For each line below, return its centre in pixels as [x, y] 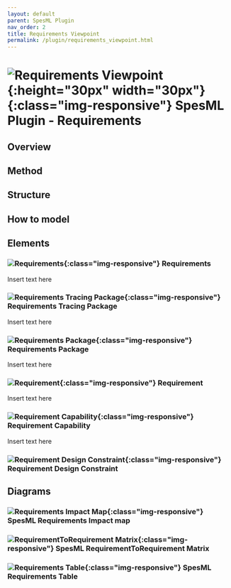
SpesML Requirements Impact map [69, 521]
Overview [29, 147]
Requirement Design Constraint [63, 468]
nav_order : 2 [27, 27]
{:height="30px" [58, 91]
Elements [29, 243]
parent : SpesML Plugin [41, 21]
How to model [38, 219]
